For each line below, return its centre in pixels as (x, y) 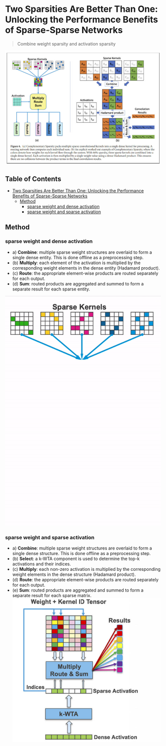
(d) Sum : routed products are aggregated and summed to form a (78, 283)
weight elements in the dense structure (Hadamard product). (74, 574)
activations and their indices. (41, 564)
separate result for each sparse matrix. (52, 596)
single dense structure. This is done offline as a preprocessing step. (81, 554)
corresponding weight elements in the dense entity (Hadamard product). (86, 268)
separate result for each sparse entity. (51, 289)
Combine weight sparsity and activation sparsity (66, 44)
